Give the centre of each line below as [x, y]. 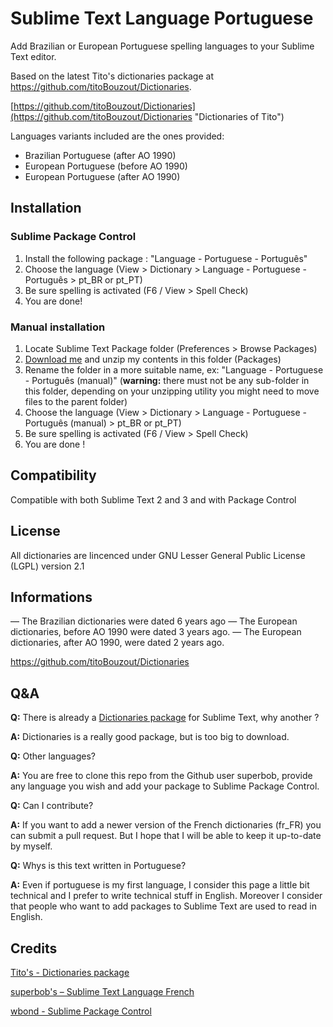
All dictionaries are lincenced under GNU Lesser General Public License [158, 555]
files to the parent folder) [76, 401]
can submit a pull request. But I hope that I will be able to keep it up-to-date [166, 836]
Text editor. [33, 56]
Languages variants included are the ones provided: [117, 136]
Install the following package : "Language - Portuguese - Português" [166, 258]
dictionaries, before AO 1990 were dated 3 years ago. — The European [156, 632]
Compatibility [53, 475]
